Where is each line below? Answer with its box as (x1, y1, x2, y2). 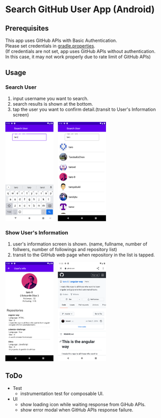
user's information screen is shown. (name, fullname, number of (12, 241, 148, 247)
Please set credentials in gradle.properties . (5, 43, 96, 49)
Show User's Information (5, 229, 69, 236)
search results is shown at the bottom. (12, 101, 93, 107)
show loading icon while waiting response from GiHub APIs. (20, 401, 146, 407)
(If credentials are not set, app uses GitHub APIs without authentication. (5, 48, 156, 54)
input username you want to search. (12, 95, 89, 102)
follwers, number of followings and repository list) (12, 246, 117, 252)
